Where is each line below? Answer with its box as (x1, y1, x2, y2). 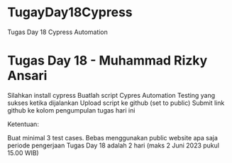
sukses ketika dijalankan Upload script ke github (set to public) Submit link (7, 99, 225, 107)
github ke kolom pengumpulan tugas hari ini (7, 106, 136, 114)
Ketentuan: (7, 120, 39, 128)
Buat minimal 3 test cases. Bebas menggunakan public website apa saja (7, 133, 219, 142)
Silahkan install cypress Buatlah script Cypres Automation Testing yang (7, 91, 216, 99)
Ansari (7, 68, 48, 84)
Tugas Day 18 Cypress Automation (7, 28, 109, 36)
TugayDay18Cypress (7, 4, 133, 21)
